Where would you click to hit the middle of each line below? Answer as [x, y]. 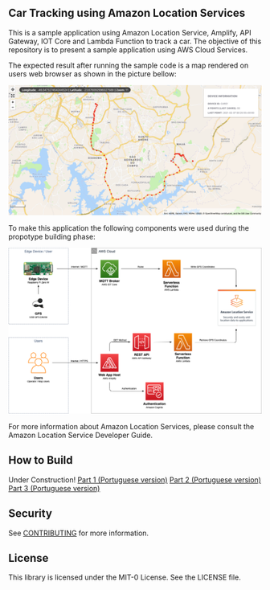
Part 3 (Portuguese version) [54, 488]
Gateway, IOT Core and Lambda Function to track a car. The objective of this [135, 41]
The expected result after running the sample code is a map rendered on [129, 65]
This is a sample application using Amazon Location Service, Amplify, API [130, 32]
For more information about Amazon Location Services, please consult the [131, 426]
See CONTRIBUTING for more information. [79, 533]
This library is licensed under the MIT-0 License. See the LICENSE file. [125, 577]
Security [30, 514]
